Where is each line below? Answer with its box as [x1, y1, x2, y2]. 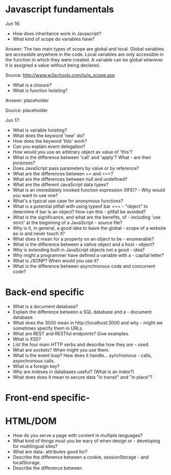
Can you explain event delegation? [12, 143, 86, 149]
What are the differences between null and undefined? [12, 176, 128, 182]
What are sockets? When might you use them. [12, 347, 110, 353]
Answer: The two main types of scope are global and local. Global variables [5, 46, 164, 52]
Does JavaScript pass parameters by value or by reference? [12, 165, 139, 171]
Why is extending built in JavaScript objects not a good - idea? [12, 247, 145, 253]
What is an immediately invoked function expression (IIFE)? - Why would [12, 187, 165, 193]
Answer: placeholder [5, 97, 49, 103]
